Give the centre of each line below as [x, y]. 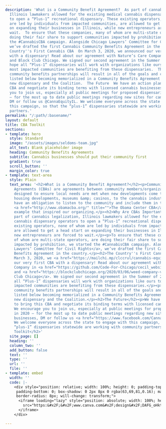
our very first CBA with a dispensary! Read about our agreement [83, 263]
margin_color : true [30, 171]
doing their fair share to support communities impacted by [73, 38]
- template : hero [23, 134]
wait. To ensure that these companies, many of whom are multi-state [84, 33]
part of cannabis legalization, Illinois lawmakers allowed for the [86, 217]
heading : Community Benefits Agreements [52, 152]
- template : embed [24, 373]
